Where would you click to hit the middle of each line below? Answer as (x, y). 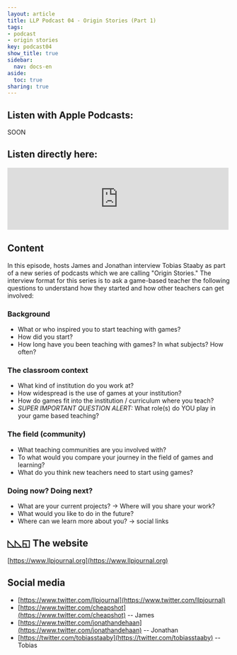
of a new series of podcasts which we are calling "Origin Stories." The (109, 273)
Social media (36, 583)
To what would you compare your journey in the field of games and (115, 457)
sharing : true (28, 86)
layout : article (31, 14)
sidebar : (20, 60)
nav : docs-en (33, 67)
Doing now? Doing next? (50, 491)
